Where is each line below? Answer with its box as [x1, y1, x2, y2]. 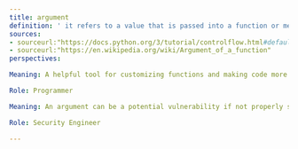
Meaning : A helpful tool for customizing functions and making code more [9, 70, 288, 80]
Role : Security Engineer [9, 118, 101, 127]
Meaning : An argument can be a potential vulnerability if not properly [9, 102, 284, 111]
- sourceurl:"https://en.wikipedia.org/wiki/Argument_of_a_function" [9, 46, 272, 55]
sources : [9, 29, 42, 38]
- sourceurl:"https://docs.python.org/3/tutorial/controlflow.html [9, 37, 264, 47]
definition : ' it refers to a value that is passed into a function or [9, 21, 279, 30]
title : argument [9, 12, 69, 22]
